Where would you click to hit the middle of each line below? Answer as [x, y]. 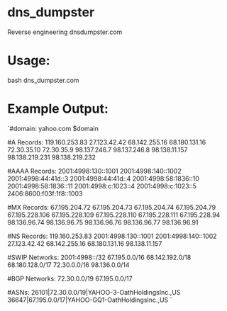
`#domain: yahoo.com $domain [53, 128]
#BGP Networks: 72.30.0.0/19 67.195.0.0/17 [70, 278]
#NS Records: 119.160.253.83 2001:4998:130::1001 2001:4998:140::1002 [112, 236]
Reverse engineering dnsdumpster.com [65, 32]
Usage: [29, 61]
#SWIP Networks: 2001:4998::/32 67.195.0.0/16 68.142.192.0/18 [99, 257]
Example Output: [58, 109]
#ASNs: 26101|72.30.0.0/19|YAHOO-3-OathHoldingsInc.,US [94, 292]
